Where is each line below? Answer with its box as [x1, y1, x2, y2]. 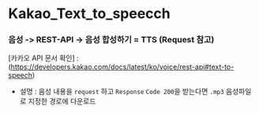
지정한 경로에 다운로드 [28, 97, 96, 106]
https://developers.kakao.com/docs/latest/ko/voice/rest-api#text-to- [10, 62, 235, 71]
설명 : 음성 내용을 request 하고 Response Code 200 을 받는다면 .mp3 [19, 87, 224, 97]
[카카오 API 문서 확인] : [8, 53, 79, 63]
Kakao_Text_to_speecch [8, 5, 171, 23]
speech [8, 71, 33, 80]
